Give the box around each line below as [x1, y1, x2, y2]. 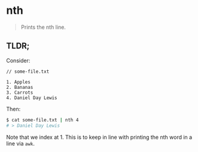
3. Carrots [6, 90, 33, 96]
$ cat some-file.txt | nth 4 [6, 117, 79, 123]
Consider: [6, 56, 31, 64]
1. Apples [6, 79, 31, 85]
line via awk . [6, 139, 35, 147]
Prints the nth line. [20, 23, 66, 31]
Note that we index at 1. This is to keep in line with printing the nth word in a [6, 133, 193, 141]
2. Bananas [6, 84, 33, 90]
